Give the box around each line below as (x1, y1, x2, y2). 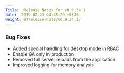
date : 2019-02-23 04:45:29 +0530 (5, 12, 79, 17)
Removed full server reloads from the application (12, 56, 116, 62)
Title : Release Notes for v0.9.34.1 (5, 7, 86, 13)
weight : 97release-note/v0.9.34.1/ (5, 17, 81, 22)
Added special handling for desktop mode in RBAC (12, 45, 119, 52)
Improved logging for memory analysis (12, 62, 94, 68)
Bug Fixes (5, 34, 31, 41)
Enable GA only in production (12, 51, 75, 57)
